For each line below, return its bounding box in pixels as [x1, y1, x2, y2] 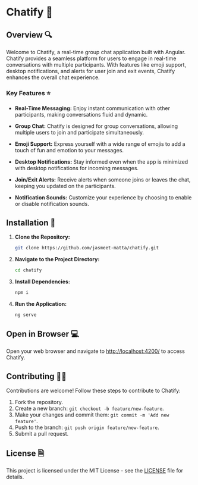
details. [6, 473, 24, 481]
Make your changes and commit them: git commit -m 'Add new [14, 411, 169, 418]
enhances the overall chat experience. [6, 74, 100, 81]
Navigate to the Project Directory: [14, 255, 100, 262]
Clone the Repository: [14, 233, 70, 240]
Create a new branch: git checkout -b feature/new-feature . [14, 405, 164, 412]
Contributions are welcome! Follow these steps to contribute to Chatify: [6, 387, 181, 395]
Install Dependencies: [14, 278, 70, 285]
